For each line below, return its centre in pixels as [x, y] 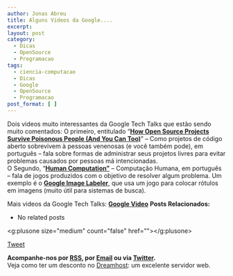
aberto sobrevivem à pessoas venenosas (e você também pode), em [105, 146]
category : [21, 40]
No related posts [41, 217]
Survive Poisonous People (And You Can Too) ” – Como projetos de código [115, 138]
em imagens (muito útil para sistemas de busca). [77, 190]
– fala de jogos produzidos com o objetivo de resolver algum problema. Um [114, 175]
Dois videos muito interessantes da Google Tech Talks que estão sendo [109, 124]
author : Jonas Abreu [37, 14]
